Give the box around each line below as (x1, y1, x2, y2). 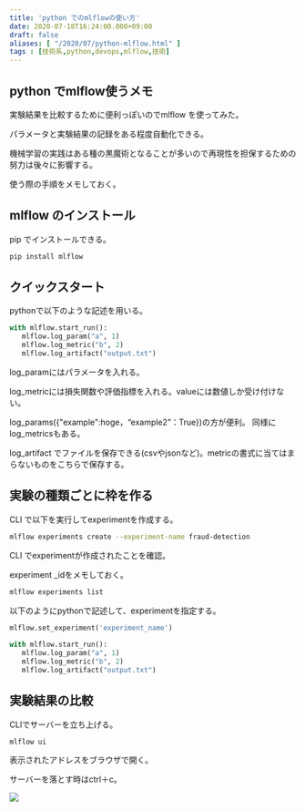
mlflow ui (9, 737, 47, 746)
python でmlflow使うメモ (9, 83, 153, 98)
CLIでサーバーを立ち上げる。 (9, 719, 118, 730)
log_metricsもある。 (9, 427, 86, 438)
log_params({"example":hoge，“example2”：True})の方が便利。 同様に (9, 416, 277, 427)
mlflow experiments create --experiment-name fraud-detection (9, 532, 250, 541)
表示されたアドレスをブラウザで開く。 (9, 755, 153, 765)
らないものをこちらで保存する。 (9, 458, 129, 469)
